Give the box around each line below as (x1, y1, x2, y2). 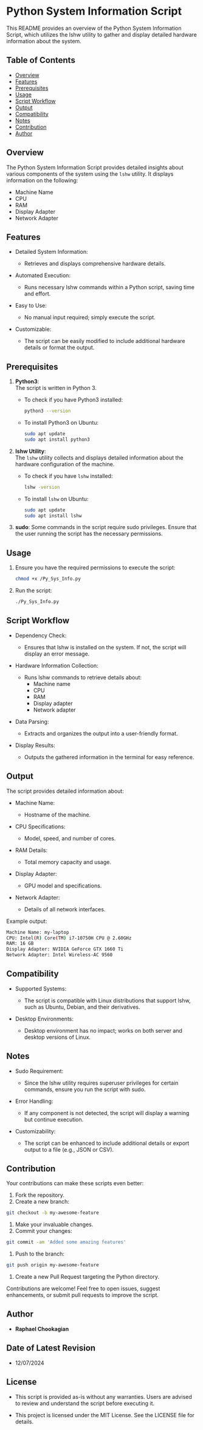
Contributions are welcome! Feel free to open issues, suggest (6, 1285, 160, 1292)
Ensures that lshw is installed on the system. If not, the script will (24, 643, 187, 651)
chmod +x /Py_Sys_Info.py (15, 576, 81, 582)
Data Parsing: (15, 718, 49, 725)
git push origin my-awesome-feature (6, 1262, 99, 1268)
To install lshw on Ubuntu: (24, 495, 89, 502)
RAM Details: (15, 847, 48, 854)
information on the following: (6, 176, 78, 184)
